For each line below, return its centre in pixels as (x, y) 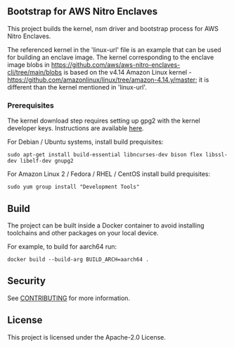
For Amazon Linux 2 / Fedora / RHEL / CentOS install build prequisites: (109, 174)
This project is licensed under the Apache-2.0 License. (87, 337)
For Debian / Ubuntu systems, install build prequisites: (85, 142)
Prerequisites (31, 105)
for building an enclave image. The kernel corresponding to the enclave (111, 57)
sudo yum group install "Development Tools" (73, 187)
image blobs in (29, 64)
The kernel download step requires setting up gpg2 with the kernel (104, 121)
